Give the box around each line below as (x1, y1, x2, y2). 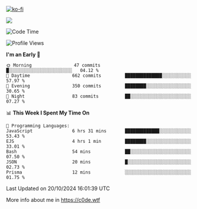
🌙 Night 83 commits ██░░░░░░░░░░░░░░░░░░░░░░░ (6, 93, 192, 99)
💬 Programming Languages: (6, 123, 70, 129)
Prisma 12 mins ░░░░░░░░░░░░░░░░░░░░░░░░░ (6, 169, 192, 175)
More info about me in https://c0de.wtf (6, 197, 100, 203)
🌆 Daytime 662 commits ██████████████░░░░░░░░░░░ (6, 73, 192, 79)
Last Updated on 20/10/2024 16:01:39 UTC (6, 185, 110, 192)
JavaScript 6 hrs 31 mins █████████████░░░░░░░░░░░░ (6, 128, 192, 134)
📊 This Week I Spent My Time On (6, 109, 90, 116)
